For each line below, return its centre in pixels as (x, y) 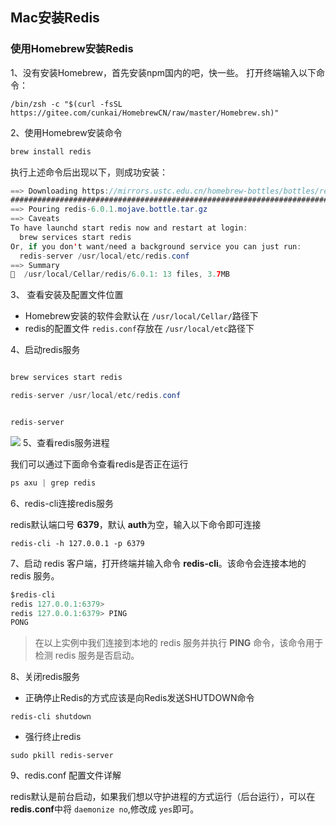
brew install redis (51, 151)
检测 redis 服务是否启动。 (87, 655)
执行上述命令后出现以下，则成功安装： (89, 172)
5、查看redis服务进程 (66, 442)
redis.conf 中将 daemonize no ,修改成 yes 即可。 (105, 809)
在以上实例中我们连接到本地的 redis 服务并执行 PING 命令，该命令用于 (179, 643)
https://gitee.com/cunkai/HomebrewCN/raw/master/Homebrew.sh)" (145, 113)
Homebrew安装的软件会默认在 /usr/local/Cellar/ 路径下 (141, 316)
